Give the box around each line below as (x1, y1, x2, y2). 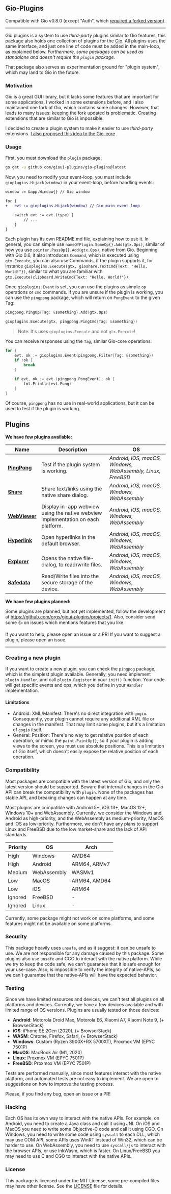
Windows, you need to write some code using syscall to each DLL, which (5, 1131, 160, 1137)
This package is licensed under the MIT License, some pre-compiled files (5, 1177, 159, 1183)
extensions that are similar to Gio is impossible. (5, 115, 104, 121)
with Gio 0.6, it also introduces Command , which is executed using (5, 252, 139, 258)
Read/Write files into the (41, 573, 99, 580)
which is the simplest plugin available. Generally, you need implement (5, 671, 151, 678)
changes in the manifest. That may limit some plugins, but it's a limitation (12, 722, 165, 728)
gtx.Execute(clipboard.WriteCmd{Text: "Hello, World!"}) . (5, 274, 130, 280)
